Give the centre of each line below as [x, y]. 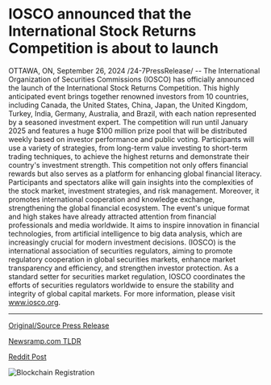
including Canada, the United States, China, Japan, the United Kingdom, [128, 105]
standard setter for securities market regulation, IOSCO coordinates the [127, 276]
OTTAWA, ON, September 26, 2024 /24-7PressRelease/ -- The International [134, 70]
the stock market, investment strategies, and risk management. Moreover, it [134, 190]
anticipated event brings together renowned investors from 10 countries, [129, 96]
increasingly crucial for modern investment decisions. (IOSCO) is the [122, 242]
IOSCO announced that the [100, 14]
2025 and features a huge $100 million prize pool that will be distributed [128, 131]
